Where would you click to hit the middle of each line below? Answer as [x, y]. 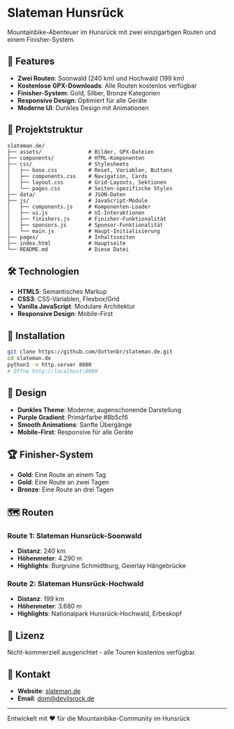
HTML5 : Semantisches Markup [62, 292]
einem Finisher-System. [41, 39]
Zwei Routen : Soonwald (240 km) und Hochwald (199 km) [101, 78]
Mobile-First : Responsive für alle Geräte [75, 432]
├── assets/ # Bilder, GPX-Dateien [81, 152]
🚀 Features [31, 62]
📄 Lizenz [26, 635]
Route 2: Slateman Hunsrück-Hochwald [76, 583]
